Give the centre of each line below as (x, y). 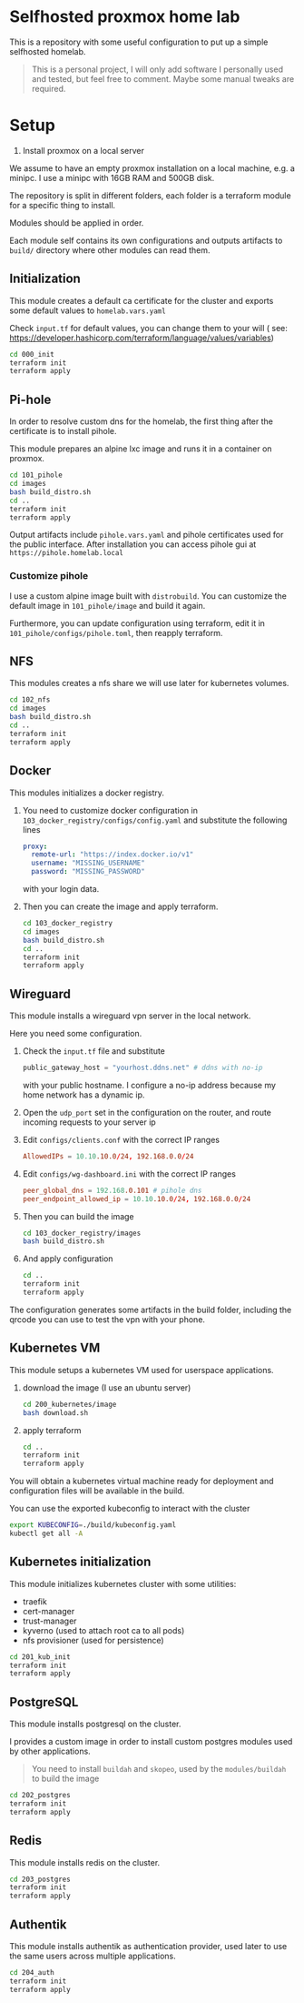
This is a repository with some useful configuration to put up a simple (139, 42)
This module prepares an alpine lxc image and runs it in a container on (141, 449)
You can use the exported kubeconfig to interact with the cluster (130, 1509)
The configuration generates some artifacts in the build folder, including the (151, 1310)
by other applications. (50, 1751)
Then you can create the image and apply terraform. (120, 906)
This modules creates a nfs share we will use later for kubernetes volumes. (149, 683)
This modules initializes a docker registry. (87, 793)
